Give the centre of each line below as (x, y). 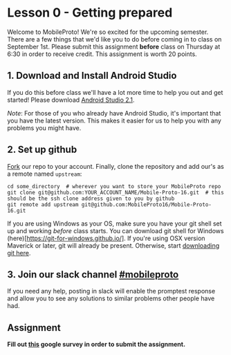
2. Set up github (42, 150)
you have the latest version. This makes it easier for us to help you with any (114, 120)
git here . (19, 253)
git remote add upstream (43, 204)
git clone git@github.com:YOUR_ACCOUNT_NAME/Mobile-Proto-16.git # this (116, 192)
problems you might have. (44, 128)
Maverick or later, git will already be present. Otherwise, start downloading (113, 245)
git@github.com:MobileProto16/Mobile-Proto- (147, 204)
